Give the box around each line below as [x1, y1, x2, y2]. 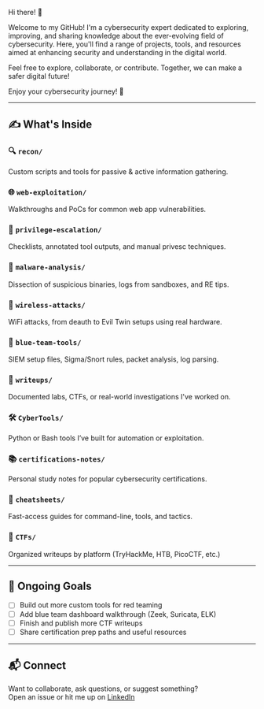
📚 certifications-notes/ [8, 453, 105, 464]
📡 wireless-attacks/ [8, 299, 86, 310]
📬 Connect [8, 659, 67, 673]
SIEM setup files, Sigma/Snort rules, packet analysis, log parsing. [8, 354, 219, 364]
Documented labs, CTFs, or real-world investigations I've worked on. [8, 392, 231, 402]
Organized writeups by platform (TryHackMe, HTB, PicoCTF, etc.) [8, 549, 221, 559]
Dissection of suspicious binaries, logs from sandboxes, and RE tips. [8, 280, 229, 289]
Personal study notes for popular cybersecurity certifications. [8, 474, 207, 484]
